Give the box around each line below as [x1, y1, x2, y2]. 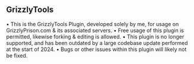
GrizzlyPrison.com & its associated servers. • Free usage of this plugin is [6, 27, 184, 34]
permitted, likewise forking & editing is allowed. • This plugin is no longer [6, 33, 185, 40]
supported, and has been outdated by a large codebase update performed [6, 39, 188, 46]
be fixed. [6, 52, 28, 59]
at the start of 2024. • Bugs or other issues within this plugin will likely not [6, 46, 187, 53]
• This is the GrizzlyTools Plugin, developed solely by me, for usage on [6, 20, 179, 27]
